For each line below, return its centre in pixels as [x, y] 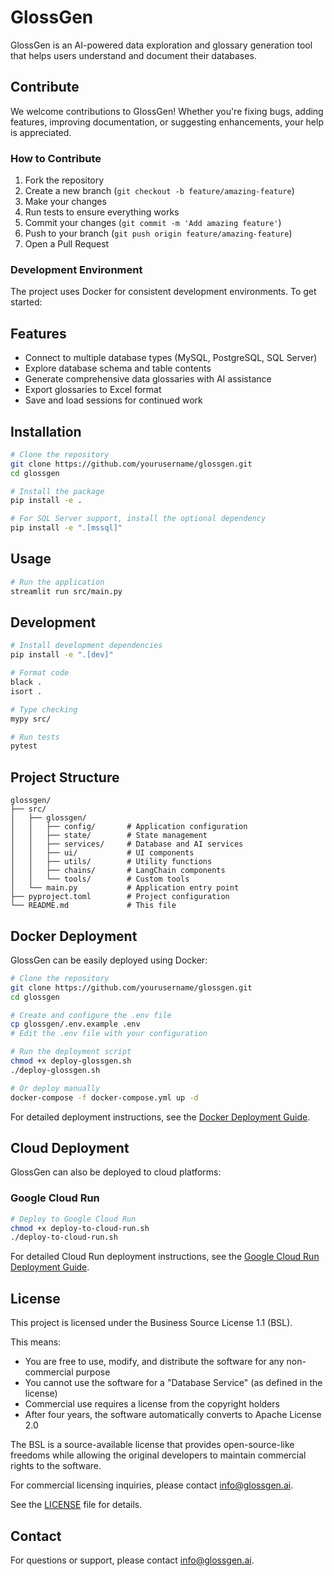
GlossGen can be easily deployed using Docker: [109, 960]
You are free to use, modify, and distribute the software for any [154, 1362]
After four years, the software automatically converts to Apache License [173, 1415]
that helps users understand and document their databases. [133, 55]
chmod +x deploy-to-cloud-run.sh [80, 1228]
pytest [24, 746]
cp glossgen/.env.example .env [75, 1024]
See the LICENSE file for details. [76, 1505]
